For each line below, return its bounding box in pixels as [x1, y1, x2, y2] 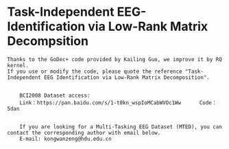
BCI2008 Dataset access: [19, 92, 91, 99]
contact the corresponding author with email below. [7, 129, 161, 136]
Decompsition [7, 34, 89, 49]
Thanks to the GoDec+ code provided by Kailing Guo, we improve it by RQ [7, 56, 223, 62]
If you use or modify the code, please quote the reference [7, 68, 183, 75]
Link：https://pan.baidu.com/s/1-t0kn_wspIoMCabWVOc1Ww [19, 99, 182, 106]
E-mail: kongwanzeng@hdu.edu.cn [19, 135, 112, 142]
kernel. [7, 62, 29, 69]
